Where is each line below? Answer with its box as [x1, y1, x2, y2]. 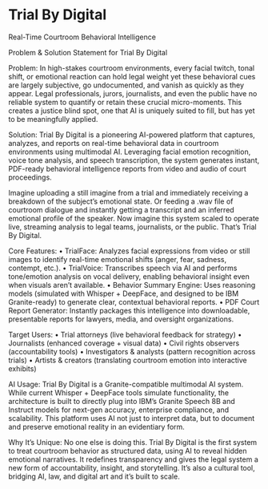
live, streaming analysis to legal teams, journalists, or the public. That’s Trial [8, 222, 258, 232]
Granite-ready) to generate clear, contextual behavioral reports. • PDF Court [8, 297, 260, 306]
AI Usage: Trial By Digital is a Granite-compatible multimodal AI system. [8, 379, 244, 389]
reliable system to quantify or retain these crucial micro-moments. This [8, 97, 242, 107]
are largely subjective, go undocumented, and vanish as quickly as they [8, 80, 245, 90]
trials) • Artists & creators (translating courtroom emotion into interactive [8, 355, 247, 365]
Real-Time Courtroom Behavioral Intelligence [8, 32, 156, 42]
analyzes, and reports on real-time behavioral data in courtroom [8, 138, 219, 148]
